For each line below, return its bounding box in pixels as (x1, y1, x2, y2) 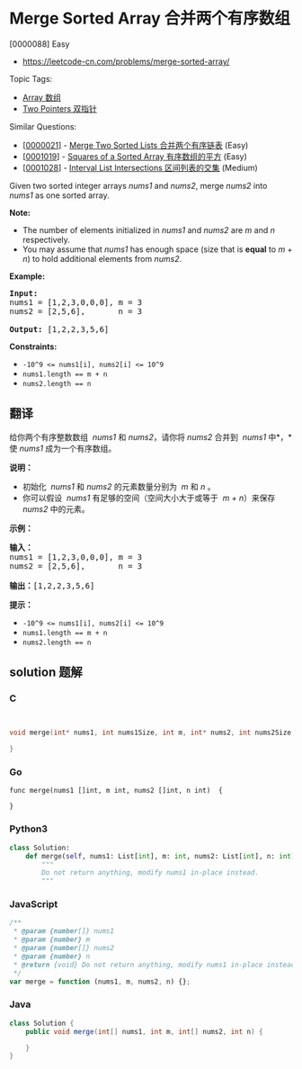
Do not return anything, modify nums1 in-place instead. (41, 868, 259, 877)
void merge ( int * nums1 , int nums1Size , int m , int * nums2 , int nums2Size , (9, 728, 296, 738)
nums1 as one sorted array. (9, 190, 110, 201)
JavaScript (9, 898, 58, 911)
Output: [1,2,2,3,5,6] (9, 324, 110, 334)
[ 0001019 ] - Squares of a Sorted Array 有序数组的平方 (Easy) (22, 150, 247, 162)
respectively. (22, 234, 70, 245)
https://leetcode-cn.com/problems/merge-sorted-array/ (22, 56, 230, 67)
